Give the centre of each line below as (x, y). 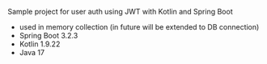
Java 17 (32, 52)
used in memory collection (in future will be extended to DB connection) (139, 27)
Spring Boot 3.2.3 (49, 36)
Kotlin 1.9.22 (40, 44)
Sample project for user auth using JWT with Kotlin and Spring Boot (120, 12)
